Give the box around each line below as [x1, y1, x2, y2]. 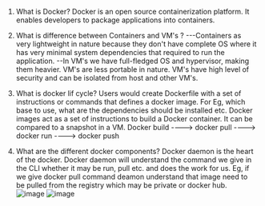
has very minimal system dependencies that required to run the [15, 48, 226, 57]
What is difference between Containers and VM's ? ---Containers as [15, 31, 242, 40]
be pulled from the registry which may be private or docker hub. [15, 180, 227, 190]
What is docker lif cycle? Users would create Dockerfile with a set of [15, 89, 242, 98]
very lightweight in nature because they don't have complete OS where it [15, 39, 257, 49]
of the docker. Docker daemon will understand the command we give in [15, 155, 252, 164]
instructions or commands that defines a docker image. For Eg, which [15, 97, 246, 106]
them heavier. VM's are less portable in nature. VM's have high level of [15, 65, 250, 74]
